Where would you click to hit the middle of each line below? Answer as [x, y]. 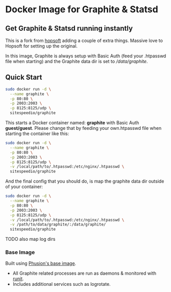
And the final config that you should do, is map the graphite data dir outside [85, 181]
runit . [18, 279]
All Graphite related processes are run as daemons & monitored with [84, 273]
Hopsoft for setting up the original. [42, 46]
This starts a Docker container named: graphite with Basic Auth [72, 123]
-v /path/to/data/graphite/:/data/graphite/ [58, 224]
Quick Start [24, 77]
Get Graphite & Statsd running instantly [69, 28]
